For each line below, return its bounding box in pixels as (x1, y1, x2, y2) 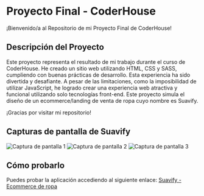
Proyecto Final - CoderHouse (6, 4, 157, 18)
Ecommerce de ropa (6, 183, 58, 190)
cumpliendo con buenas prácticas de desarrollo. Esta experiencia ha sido (6, 71, 191, 79)
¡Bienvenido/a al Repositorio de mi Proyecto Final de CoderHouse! (6, 24, 172, 32)
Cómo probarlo (6, 160, 65, 170)
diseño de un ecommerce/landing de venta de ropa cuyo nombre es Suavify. (6, 97, 199, 104)
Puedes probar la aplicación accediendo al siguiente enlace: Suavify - (6, 177, 181, 184)
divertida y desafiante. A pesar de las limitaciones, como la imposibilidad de (6, 77, 197, 85)
